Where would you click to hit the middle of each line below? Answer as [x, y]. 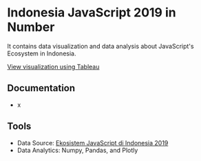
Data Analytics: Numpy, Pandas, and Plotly [77, 150]
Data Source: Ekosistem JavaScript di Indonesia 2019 [93, 143]
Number [31, 27]
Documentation [41, 88]
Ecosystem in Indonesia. [42, 53]
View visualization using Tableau [53, 66]
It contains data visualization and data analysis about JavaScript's [100, 46]
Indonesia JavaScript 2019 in [92, 13]
